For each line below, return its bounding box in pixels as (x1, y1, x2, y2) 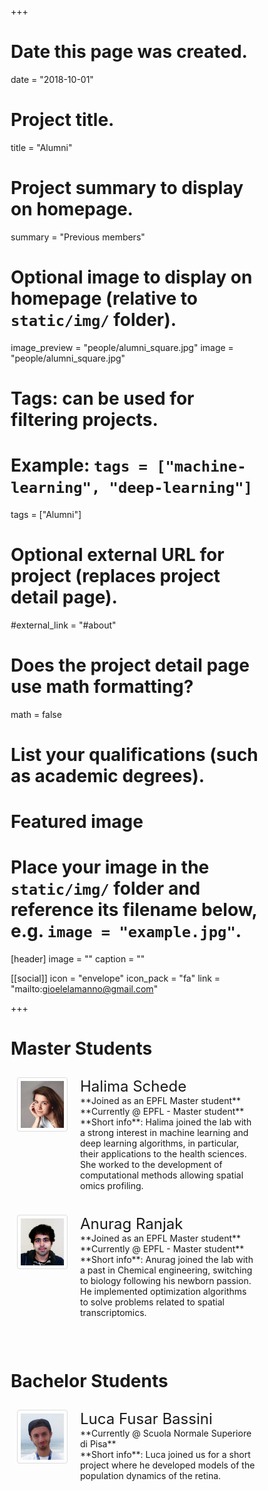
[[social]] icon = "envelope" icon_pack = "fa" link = (10, 972, 221, 985)
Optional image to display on (10, 266, 253, 288)
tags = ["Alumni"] (10, 508, 82, 520)
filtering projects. (10, 408, 159, 431)
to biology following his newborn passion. (80, 1275, 252, 1286)
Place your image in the (10, 856, 210, 879)
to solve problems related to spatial (80, 1296, 225, 1308)
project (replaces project (10, 565, 221, 588)
